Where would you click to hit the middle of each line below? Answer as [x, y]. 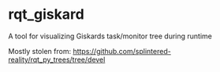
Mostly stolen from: [40, 51]
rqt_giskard [46, 14]
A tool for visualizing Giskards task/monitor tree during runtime [110, 36]
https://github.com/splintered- [122, 51]
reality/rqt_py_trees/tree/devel [57, 59]
